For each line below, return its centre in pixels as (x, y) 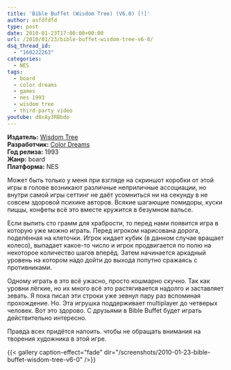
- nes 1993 (29, 98)
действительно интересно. (47, 318)
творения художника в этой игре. (57, 339)
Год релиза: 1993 (33, 152)
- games (25, 91)
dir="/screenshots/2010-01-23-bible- (157, 352)
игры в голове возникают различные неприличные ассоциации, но (107, 187)
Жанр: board (26, 159)
